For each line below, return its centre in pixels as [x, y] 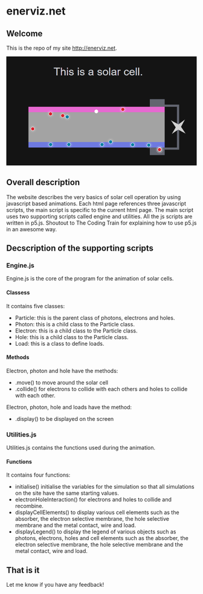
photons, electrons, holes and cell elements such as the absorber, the [101, 538]
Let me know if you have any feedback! [55, 585]
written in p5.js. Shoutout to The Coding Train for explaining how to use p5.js [101, 223]
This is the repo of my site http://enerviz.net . [62, 48]
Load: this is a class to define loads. [60, 343]
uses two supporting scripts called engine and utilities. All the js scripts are [99, 216]
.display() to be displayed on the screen [64, 418]
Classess [18, 292]
